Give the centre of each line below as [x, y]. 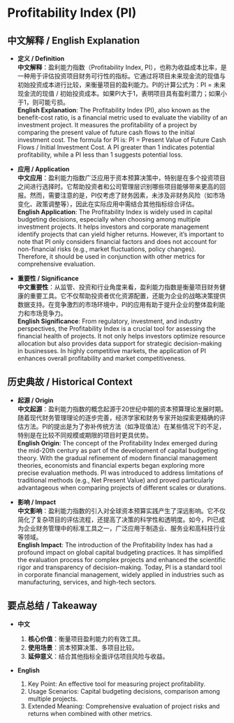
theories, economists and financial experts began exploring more [111, 465]
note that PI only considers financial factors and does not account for [117, 242]
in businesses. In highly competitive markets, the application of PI [112, 351]
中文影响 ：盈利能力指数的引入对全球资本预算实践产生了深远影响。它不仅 [121, 510]
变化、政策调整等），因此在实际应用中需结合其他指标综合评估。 [108, 204]
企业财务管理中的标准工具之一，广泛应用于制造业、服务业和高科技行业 [124, 528]
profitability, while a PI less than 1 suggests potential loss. [100, 155]
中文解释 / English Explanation [74, 40]
